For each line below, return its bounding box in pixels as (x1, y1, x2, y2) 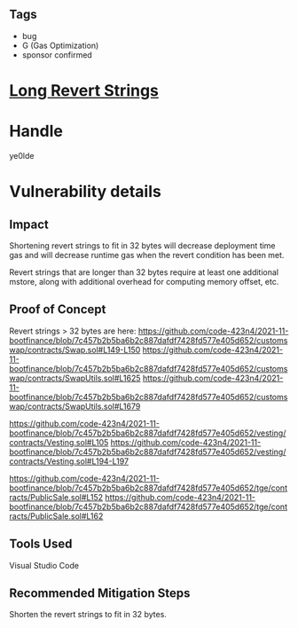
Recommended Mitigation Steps (9, 585, 191, 601)
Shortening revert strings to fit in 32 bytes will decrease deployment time (9, 239, 277, 251)
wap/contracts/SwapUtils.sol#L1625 (9, 373, 141, 383)
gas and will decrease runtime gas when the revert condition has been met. (9, 249, 285, 260)
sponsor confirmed (21, 49, 93, 60)
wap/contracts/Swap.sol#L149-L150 (9, 344, 141, 355)
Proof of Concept (9, 302, 106, 318)
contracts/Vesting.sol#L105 (9, 436, 109, 447)
